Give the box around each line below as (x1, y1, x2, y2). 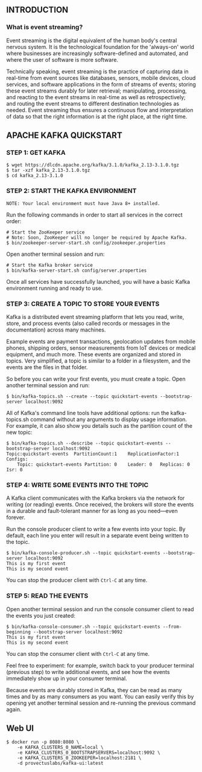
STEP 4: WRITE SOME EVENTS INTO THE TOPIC (6, 480, 149, 489)
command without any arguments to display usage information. (30, 416, 188, 423)
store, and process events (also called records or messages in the (6, 319, 171, 327)
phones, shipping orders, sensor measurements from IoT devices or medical (6, 344, 196, 352)
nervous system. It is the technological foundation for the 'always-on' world (6, 43, 194, 50)
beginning (6, 629, 31, 635)
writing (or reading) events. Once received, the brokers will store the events (6, 501, 194, 508)
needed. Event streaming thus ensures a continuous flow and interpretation (6, 106, 194, 114)
